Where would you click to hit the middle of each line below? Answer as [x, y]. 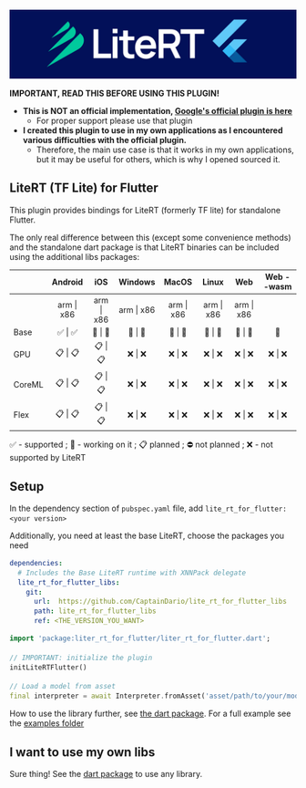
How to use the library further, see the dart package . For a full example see [150, 714]
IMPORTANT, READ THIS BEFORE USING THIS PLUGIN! [115, 93]
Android [67, 282]
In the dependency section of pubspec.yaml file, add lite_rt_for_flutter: [148, 508]
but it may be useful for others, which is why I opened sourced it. [158, 160]
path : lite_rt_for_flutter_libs [95, 611]
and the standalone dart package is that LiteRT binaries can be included [144, 247]
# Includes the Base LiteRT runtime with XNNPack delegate [132, 573]
